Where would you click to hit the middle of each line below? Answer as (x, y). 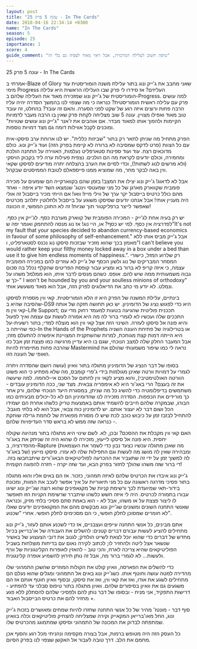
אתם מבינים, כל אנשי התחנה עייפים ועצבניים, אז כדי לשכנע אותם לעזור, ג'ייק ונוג (94, 524)
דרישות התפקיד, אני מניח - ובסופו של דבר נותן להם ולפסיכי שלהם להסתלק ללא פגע (98, 592)
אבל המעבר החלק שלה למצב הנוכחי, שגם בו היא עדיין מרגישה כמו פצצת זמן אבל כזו (98, 341)
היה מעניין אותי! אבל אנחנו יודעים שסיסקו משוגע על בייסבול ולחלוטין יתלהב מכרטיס (98, 200)
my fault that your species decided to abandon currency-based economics (97, 230)
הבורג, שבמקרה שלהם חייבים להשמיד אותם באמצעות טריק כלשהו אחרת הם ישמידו (98, 403)
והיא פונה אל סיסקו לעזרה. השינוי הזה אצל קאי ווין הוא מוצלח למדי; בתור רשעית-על (97, 322)
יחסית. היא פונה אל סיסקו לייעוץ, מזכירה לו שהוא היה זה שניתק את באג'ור (86, 439)
